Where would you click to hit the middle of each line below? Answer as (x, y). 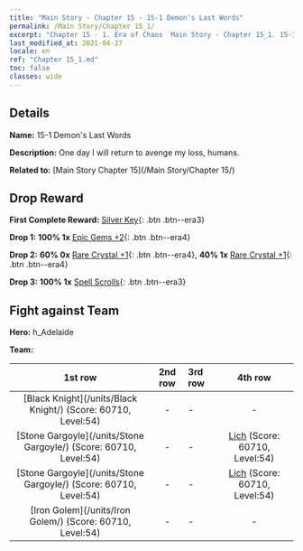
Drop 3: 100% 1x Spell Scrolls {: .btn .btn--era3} (98, 282)
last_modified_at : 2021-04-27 (66, 43)
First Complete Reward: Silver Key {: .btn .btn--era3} (107, 220)
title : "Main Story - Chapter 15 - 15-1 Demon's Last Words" (127, 18)
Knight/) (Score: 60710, (80, 410)
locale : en (30, 51)
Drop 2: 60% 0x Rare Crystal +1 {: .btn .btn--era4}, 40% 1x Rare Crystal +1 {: (151, 255)
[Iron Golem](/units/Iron (80, 510)
